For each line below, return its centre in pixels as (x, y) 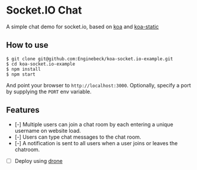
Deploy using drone (39, 161)
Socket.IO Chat (44, 10)
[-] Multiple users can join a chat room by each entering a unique (94, 124)
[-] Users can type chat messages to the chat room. (78, 137)
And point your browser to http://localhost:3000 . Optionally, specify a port (98, 85)
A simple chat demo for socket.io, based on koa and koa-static (83, 27)
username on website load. (48, 130)
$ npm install (24, 69)
